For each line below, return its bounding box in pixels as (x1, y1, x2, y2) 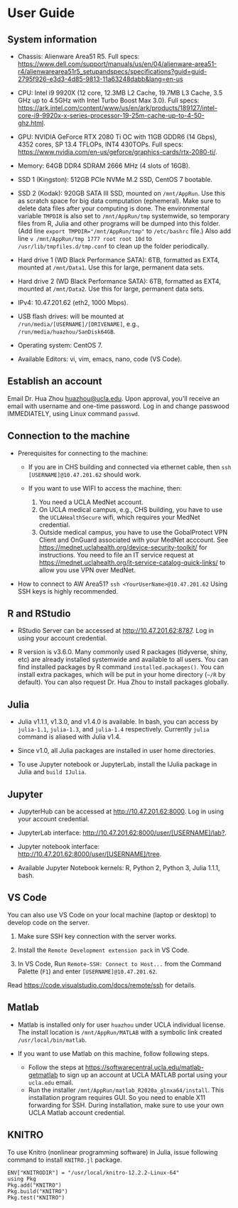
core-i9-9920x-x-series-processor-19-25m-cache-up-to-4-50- (17, 112, 205, 119)
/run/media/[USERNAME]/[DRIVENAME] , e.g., (17, 320, 140, 328)
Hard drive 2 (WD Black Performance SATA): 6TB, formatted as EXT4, (17, 277, 222, 285)
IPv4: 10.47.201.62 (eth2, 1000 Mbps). (17, 299, 129, 306)
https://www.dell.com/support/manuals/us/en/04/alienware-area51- (17, 60, 217, 68)
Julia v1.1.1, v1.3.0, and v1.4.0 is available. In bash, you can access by (17, 717, 219, 726)
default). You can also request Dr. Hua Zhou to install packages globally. (17, 678, 229, 687)
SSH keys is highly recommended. (17, 587, 119, 595)
